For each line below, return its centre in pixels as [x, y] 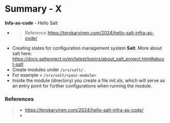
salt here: [22, 53]
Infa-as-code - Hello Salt [31, 23]
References [19, 99]
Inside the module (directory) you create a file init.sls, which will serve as [89, 80]
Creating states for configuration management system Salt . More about [87, 48]
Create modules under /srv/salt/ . [49, 70]
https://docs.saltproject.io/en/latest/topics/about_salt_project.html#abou [88, 58]
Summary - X [33, 9]
